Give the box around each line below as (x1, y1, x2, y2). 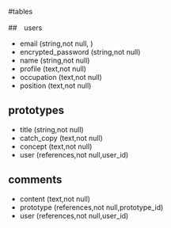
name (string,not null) (19, 55, 90, 65)
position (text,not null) (19, 81, 92, 90)
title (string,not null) (19, 124, 85, 134)
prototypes (8, 104, 65, 117)
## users (8, 23, 43, 32)
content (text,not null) (19, 194, 91, 203)
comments (8, 173, 63, 187)
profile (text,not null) (19, 64, 87, 74)
